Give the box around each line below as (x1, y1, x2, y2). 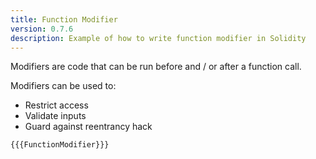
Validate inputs (24, 110, 87, 122)
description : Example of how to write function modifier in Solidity (10, 33, 307, 43)
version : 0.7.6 (10, 24, 74, 34)
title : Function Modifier (10, 14, 118, 25)
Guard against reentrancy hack (24, 121, 153, 133)
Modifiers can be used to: (10, 80, 117, 92)
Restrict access (24, 99, 89, 111)
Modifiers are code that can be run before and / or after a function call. (10, 61, 302, 73)
